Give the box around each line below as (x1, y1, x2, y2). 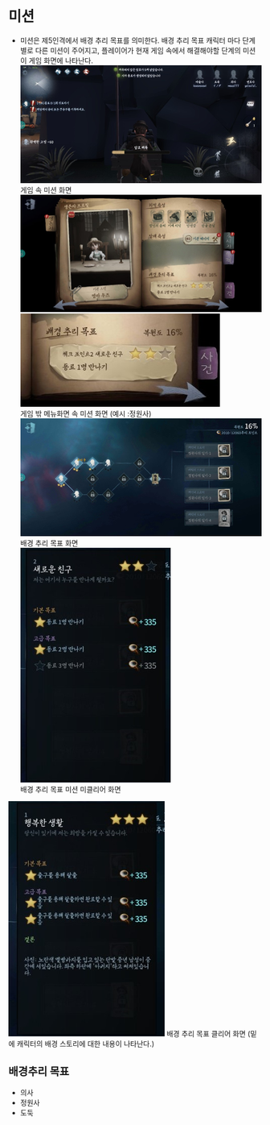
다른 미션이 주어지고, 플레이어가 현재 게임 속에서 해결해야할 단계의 (35, 45, 241, 55)
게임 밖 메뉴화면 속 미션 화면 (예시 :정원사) (19, 409, 152, 419)
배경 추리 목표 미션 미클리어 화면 (19, 784, 121, 794)
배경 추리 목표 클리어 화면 (166, 1028, 247, 1038)
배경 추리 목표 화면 (19, 538, 79, 548)
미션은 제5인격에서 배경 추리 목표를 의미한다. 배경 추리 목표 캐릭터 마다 (19, 35, 241, 45)
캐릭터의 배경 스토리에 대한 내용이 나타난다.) (16, 1039, 155, 1048)
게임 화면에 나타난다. (28, 56, 94, 65)
